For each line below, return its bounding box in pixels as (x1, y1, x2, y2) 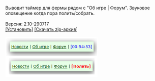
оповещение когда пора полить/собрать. (5, 10, 95, 16)
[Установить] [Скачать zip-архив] (5, 26, 78, 32)
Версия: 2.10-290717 (5, 21, 49, 27)
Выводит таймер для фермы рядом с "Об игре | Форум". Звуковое (5, 5, 150, 11)
